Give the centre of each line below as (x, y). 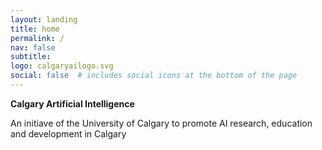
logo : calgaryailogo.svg (62, 66)
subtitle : (31, 57)
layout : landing (44, 19)
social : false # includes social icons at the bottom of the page (154, 76)
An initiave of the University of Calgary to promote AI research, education (161, 123)
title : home (35, 29)
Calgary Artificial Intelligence (72, 103)
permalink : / (37, 38)
